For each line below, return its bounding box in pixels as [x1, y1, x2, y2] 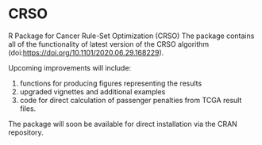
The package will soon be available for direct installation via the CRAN [8, 119, 238, 128]
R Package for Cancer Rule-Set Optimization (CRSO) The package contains [8, 31, 255, 40]
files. [19, 104, 37, 113]
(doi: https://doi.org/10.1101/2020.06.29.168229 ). [8, 48, 164, 57]
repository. [8, 128, 44, 137]
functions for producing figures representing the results [19, 78, 202, 88]
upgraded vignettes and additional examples [19, 86, 166, 96]
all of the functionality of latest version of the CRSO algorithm [8, 39, 209, 48]
